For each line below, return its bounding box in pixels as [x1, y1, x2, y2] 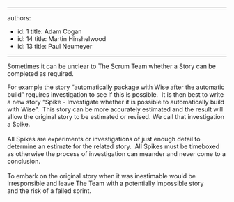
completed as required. [7, 70, 75, 77]
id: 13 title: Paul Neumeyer [17, 42, 93, 50]
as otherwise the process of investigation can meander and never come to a [7, 150, 226, 157]
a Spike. [7, 120, 31, 128]
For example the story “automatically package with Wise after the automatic [7, 83, 225, 91]
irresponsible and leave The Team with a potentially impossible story [7, 179, 204, 187]
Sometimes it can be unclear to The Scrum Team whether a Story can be [7, 62, 216, 70]
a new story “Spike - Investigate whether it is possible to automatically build [7, 98, 225, 106]
